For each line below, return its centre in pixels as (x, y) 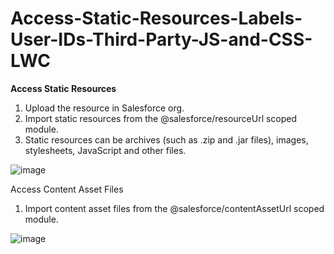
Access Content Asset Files (67, 189)
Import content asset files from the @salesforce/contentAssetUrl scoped (174, 208)
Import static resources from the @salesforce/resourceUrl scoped (161, 118)
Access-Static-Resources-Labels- (156, 18)
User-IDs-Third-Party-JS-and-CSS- (161, 39)
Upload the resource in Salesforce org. (104, 108)
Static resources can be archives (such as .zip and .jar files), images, (166, 139)
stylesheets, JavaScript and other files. (105, 150)
